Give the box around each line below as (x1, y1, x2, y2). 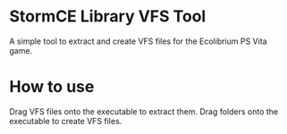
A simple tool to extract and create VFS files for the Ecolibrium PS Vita (9, 36, 267, 46)
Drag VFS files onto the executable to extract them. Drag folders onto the (9, 105, 279, 117)
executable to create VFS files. (9, 115, 122, 126)
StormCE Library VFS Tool (9, 6, 207, 27)
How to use (9, 77, 95, 97)
